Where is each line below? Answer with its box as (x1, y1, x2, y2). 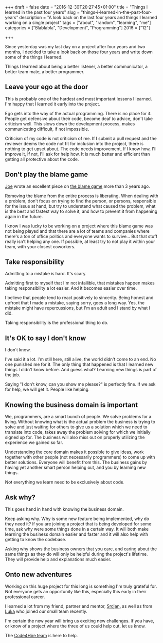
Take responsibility (5, 258, 64, 266)
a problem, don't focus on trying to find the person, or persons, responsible (5, 198, 157, 204)
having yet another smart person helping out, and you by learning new (5, 464, 146, 470)
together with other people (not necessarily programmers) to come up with (5, 454, 156, 460)
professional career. (5, 594, 45, 600)
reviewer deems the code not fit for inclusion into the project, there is (5, 141, 144, 146)
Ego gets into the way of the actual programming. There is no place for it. (5, 110, 152, 116)
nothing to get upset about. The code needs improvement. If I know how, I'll (5, 146, 157, 152)
